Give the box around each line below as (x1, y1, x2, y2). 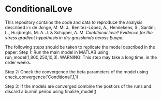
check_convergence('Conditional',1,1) (5, 74, 79, 80)
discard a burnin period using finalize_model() (5, 88, 97, 94)
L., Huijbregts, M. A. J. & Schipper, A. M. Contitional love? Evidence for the (5, 29, 153, 35)
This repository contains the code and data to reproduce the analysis (5, 19, 143, 25)
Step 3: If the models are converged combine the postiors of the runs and (5, 83, 151, 89)
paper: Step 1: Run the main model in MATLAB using (5, 49, 109, 55)
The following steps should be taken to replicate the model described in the (5, 44, 156, 50)
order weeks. (5, 59, 31, 65)
